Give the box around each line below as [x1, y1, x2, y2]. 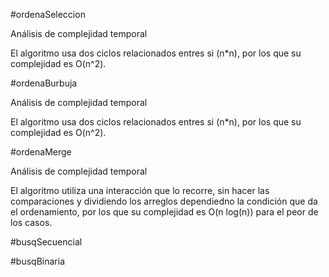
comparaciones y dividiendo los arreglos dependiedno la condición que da [10, 195, 318, 207]
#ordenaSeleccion [10, 9, 86, 20]
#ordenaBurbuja [10, 77, 78, 89]
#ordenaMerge [10, 146, 72, 158]
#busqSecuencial [10, 236, 83, 248]
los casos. [10, 217, 53, 228]
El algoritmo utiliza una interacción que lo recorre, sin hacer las [10, 185, 270, 196]
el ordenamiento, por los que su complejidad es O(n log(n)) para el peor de [10, 206, 319, 218]
